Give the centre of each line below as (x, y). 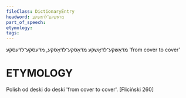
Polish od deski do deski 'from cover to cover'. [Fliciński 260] (80, 90)
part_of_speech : (26, 22)
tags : (13, 33)
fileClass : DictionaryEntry (40, 11)
